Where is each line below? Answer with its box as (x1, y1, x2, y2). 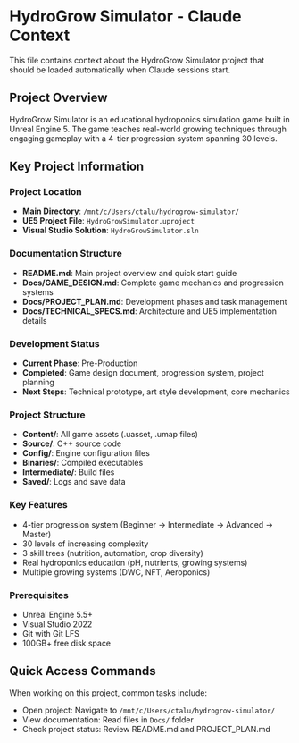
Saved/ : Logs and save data (21, 477, 127, 487)
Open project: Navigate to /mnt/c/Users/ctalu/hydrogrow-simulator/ (21, 705, 275, 715)
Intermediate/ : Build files (21, 467, 115, 477)
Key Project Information (9, 159, 145, 174)
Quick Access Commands (9, 663, 156, 679)
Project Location (9, 186, 82, 198)
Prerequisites (9, 588, 69, 601)
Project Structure (9, 409, 86, 421)
